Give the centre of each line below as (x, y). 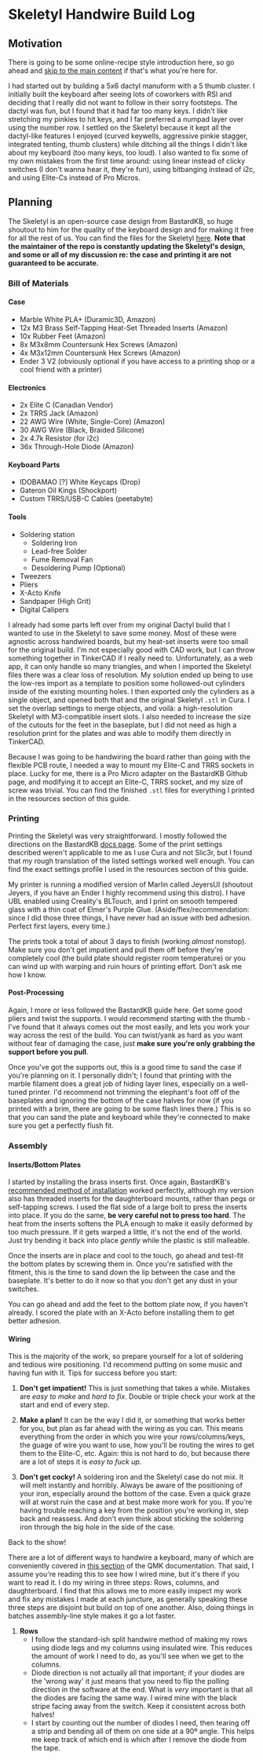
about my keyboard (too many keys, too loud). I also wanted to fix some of (128, 152)
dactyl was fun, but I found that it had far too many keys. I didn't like (118, 111)
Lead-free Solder (59, 551)
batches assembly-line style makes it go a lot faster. (92, 1616)
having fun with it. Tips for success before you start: (93, 1373)
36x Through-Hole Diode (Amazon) (77, 447)
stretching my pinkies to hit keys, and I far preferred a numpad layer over (126, 119)
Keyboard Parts (34, 464)
